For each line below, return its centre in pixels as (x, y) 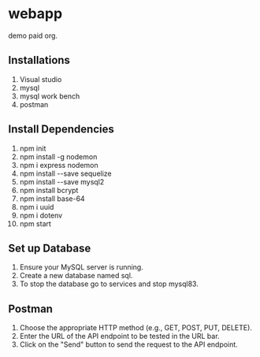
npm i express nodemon (59, 165)
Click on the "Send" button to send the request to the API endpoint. (128, 344)
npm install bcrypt (49, 190)
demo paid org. (33, 35)
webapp (35, 14)
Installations (39, 60)
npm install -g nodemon (58, 156)
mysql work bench (50, 96)
